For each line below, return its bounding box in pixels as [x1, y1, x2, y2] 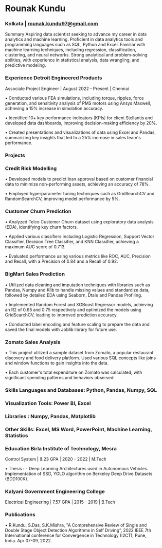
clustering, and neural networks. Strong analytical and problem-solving [5, 52, 147, 58]
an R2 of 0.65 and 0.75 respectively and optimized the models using [5, 307, 142, 312]
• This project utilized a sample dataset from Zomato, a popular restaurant [5, 349, 154, 355]
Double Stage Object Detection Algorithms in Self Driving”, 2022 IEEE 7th [5, 528, 152, 533]
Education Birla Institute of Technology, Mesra [5, 445, 117, 452]
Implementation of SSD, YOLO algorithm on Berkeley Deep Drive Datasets [5, 471, 153, 476]
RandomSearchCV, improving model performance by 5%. [5, 196, 120, 201]
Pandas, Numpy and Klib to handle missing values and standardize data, [5, 287, 150, 292]
